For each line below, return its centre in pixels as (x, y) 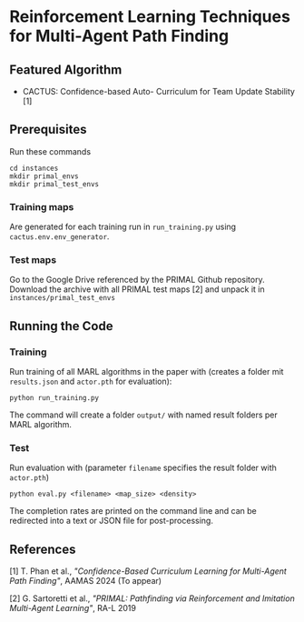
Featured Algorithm (66, 70)
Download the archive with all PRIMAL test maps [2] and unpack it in (137, 289)
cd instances (34, 168)
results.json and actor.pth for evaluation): (91, 381)
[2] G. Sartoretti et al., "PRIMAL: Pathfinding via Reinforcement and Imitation (152, 598)
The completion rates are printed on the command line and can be (133, 511)
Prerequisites (48, 130)
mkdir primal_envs (44, 176)
